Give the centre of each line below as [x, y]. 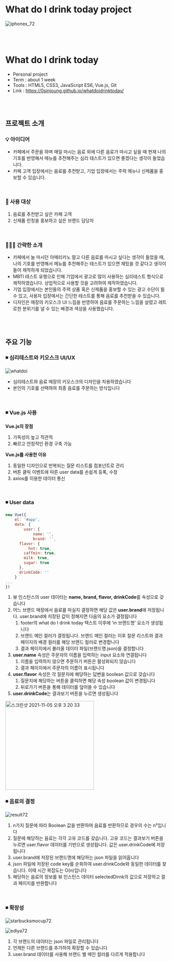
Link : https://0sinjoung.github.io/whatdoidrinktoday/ [68, 91]
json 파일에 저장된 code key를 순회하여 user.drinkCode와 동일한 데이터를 [87, 864]
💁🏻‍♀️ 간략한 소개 [24, 245]
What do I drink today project [69, 10]
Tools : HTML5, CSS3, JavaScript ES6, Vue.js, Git [65, 85]
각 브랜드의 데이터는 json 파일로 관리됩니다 [55, 941]
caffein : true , [40, 553]
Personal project [30, 74]
